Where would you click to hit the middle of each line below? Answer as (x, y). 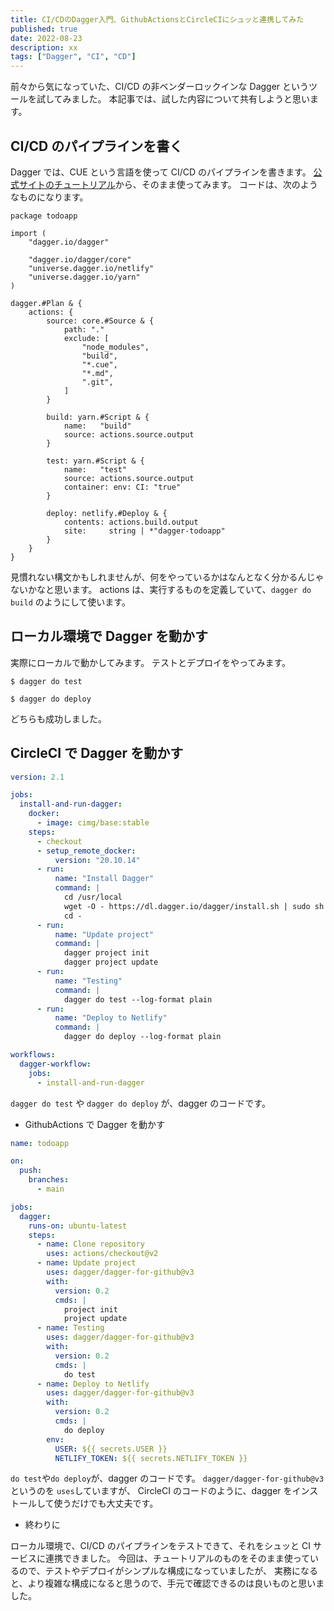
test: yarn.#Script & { (95, 461)
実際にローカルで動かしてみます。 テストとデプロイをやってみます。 (151, 662)
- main (50, 1189)
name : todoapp (40, 1143)
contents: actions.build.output (131, 522)
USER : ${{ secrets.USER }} (111, 1449)
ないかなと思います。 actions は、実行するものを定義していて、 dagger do (161, 589)
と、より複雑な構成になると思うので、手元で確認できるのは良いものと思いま (167, 1583)
